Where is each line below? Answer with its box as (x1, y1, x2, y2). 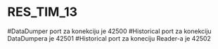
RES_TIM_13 (7, 4, 78, 20)
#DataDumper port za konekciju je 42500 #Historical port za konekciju (7, 27, 212, 35)
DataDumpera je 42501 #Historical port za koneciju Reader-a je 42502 (7, 34, 211, 42)
